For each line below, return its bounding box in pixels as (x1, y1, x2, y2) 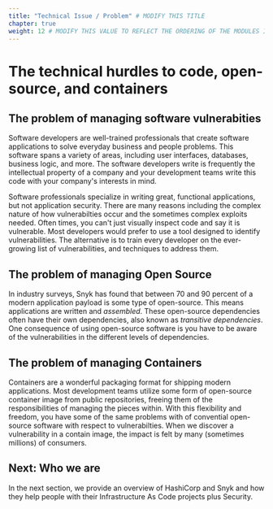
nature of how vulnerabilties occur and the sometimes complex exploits (8, 209, 248, 220)
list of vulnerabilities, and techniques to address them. (37, 244, 219, 254)
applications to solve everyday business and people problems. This (8, 141, 234, 151)
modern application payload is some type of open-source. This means (8, 298, 245, 307)
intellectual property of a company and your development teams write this (8, 167, 257, 177)
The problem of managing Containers (8, 355, 202, 370)
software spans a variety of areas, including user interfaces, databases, (8, 150, 249, 160)
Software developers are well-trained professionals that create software (8, 133, 249, 143)
